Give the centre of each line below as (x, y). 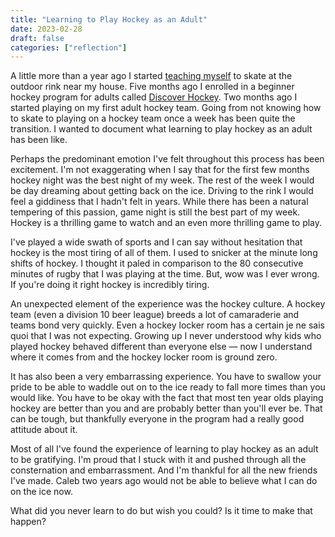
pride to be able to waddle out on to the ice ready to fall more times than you (168, 387)
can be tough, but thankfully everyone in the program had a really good (157, 419)
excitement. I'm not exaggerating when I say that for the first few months (160, 170)
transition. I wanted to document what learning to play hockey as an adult (161, 129)
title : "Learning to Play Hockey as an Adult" (109, 19)
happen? (28, 522)
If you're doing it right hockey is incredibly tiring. (110, 285)
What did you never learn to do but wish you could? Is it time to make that (161, 511)
